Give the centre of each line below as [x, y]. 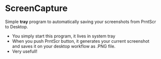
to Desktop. [16, 26]
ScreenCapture [36, 8]
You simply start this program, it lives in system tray [64, 36]
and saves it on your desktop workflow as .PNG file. [64, 46]
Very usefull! [25, 51]
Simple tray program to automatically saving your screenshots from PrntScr [80, 22]
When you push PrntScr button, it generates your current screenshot [80, 41]
